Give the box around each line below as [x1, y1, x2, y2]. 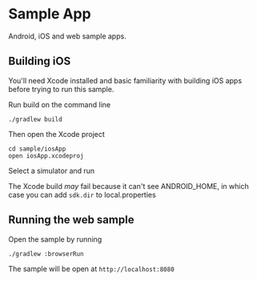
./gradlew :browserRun [8, 250, 84, 258]
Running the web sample [8, 213, 135, 227]
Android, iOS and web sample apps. [8, 31, 126, 41]
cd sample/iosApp [8, 145, 66, 153]
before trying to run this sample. [8, 84, 114, 94]
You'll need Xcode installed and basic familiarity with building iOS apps [8, 75, 243, 85]
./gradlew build [8, 115, 62, 123]
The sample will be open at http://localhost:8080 [8, 263, 175, 273]
